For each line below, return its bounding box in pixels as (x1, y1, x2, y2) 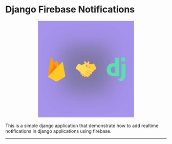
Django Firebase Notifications (5, 4, 135, 15)
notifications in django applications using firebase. (5, 128, 112, 134)
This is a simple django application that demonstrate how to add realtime (5, 122, 159, 129)
